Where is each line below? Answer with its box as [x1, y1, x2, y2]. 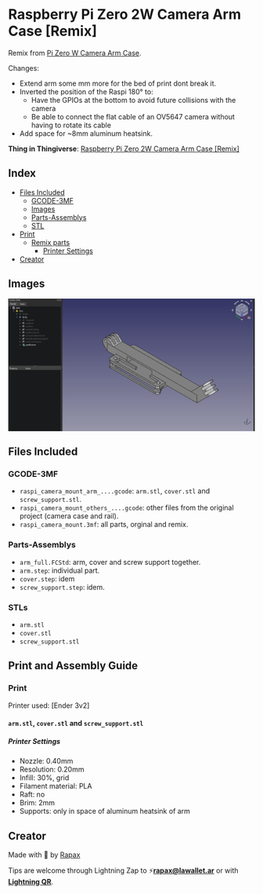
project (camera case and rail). [19, 511, 119, 521]
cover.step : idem [19, 573, 75, 583]
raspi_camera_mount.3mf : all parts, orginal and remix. [19, 520, 189, 529]
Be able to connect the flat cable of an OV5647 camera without [31, 112, 235, 121]
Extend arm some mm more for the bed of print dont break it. [19, 79, 217, 88]
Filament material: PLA [19, 782, 92, 791]
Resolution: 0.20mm [19, 764, 85, 775]
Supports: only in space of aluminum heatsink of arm [19, 807, 190, 816]
